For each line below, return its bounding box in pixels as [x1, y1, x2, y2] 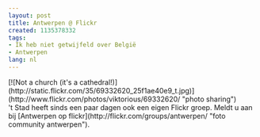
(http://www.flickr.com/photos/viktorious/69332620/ [8, 94, 181, 104]
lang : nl [8, 56, 37, 64]
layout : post [8, 11, 52, 20]
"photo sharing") [182, 94, 237, 104]
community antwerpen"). [8, 120, 90, 129]
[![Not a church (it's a [8, 77, 78, 87]
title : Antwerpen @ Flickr [8, 19, 97, 27]
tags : [8, 33, 26, 42]
